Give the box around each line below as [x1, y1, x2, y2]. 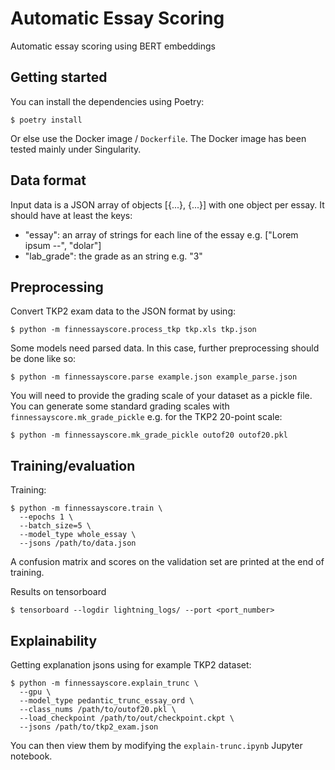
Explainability [10, 632, 98, 649]
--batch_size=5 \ [19, 521, 92, 531]
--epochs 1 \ [19, 512, 74, 522]
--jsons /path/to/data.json [19, 538, 137, 549]
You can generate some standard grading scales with [10, 400, 230, 412]
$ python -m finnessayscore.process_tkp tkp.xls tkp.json [10, 325, 257, 335]
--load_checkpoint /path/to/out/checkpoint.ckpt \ [19, 713, 235, 723]
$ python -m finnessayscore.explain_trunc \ [10, 678, 199, 688]
